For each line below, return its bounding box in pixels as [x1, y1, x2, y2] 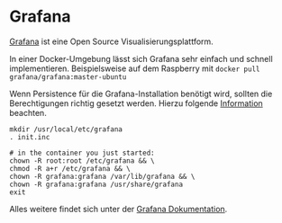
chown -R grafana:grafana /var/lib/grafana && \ [9, 172, 196, 181]
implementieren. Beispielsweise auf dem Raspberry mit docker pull [9, 63, 260, 74]
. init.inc [9, 132, 50, 141]
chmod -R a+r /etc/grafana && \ [9, 164, 131, 173]
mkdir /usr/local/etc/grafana [9, 124, 123, 134]
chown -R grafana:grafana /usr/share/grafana [9, 180, 183, 189]
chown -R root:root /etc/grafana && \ [9, 156, 155, 165]
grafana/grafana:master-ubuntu [9, 72, 127, 82]
